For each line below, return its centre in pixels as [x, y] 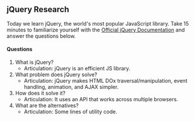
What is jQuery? [35, 62]
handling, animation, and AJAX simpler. [71, 87]
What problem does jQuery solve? [56, 74]
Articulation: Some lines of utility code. [71, 112]
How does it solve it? [40, 93]
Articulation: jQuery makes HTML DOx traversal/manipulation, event [106, 81]
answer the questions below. [41, 36]
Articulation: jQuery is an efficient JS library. [77, 69]
